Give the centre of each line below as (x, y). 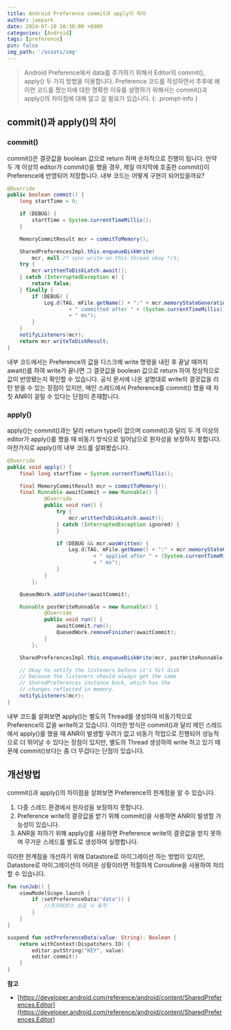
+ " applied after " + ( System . (140, 556)
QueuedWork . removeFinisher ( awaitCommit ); (116, 633)
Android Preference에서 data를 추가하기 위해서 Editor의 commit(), (114, 72)
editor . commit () (55, 957)
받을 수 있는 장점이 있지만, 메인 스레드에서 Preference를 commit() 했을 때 (113, 388)
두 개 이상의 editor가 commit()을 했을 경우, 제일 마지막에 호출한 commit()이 (108, 167)
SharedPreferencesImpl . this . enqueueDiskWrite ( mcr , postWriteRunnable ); (124, 657)
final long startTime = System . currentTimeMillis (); (97, 473)
